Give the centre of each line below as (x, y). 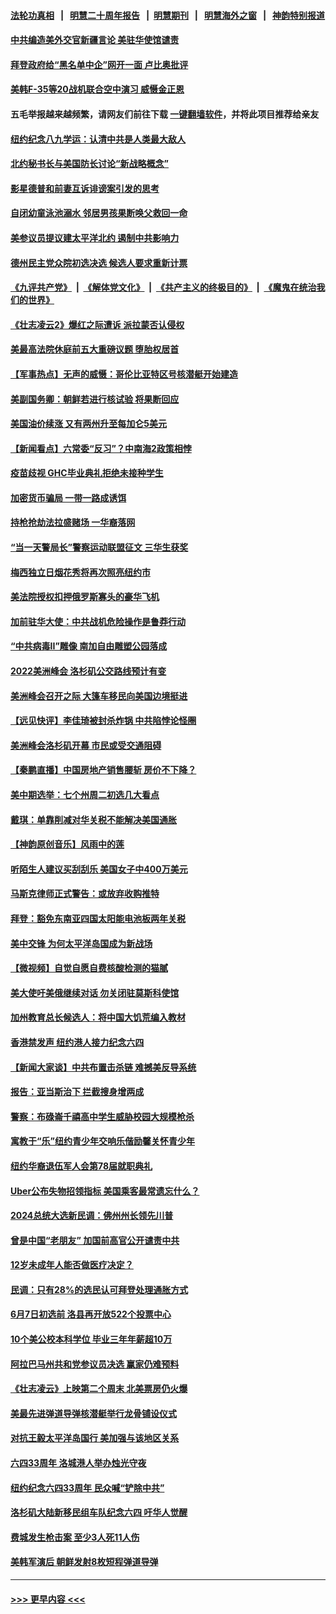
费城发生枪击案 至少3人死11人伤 (75, 1537)
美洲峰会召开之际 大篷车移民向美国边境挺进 (99, 696)
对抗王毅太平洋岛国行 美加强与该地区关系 (95, 1438)
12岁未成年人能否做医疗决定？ (72, 1265)
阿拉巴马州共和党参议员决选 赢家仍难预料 (95, 1364)
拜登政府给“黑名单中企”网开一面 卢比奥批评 (99, 64)
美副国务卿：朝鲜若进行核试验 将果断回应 (95, 399)
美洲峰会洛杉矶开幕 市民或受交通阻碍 (86, 745)
